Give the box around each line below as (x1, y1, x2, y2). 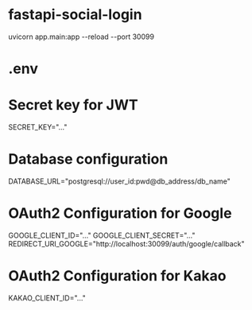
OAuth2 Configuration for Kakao (8, 267, 227, 285)
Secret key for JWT (8, 96, 138, 114)
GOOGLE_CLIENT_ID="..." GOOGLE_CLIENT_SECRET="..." (8, 231, 196, 240)
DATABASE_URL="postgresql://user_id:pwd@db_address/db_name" (8, 176, 231, 186)
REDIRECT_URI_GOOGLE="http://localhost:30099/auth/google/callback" (8, 238, 245, 248)
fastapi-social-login (8, 6, 142, 24)
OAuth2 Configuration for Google (8, 204, 232, 223)
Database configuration (8, 150, 169, 169)
